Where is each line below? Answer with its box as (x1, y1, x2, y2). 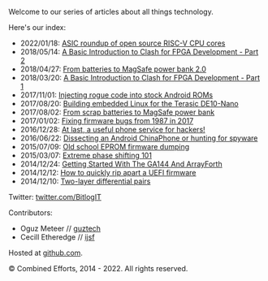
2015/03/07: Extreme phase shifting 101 (19, 150, 153, 160)
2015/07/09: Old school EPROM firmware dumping (19, 142, 189, 151)
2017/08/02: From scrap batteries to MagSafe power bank (19, 107, 215, 117)
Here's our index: (8, 23, 67, 32)
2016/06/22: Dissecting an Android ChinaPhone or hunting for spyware (19, 133, 258, 143)
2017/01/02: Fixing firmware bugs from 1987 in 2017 (19, 116, 194, 125)
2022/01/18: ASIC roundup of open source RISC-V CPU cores (19, 38, 226, 48)
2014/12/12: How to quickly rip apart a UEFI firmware (19, 168, 197, 177)
